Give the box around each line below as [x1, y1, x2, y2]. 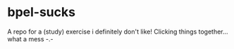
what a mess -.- [7, 34, 54, 43]
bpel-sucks [7, 4, 76, 20]
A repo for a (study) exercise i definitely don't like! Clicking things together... [7, 27, 228, 36]
